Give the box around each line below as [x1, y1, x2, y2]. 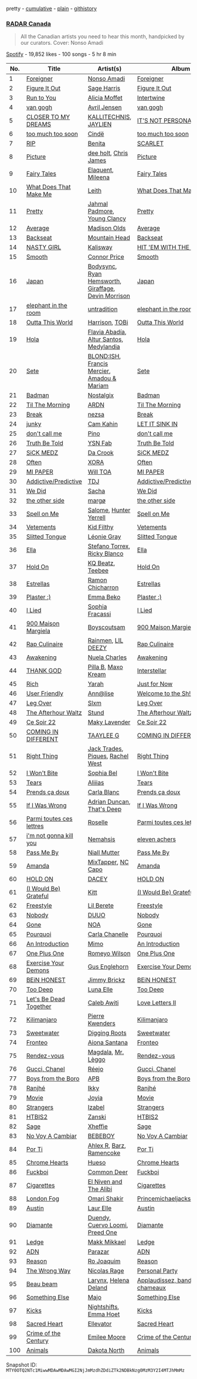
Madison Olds [87, 224, 126, 232]
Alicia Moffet [87, 94, 123, 102]
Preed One [87, 1228, 117, 1236]
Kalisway [87, 243, 113, 252]
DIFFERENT [26, 735, 59, 743]
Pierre [87, 1012, 104, 1020]
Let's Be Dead [26, 995, 66, 1003]
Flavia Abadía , [87, 328, 127, 336]
